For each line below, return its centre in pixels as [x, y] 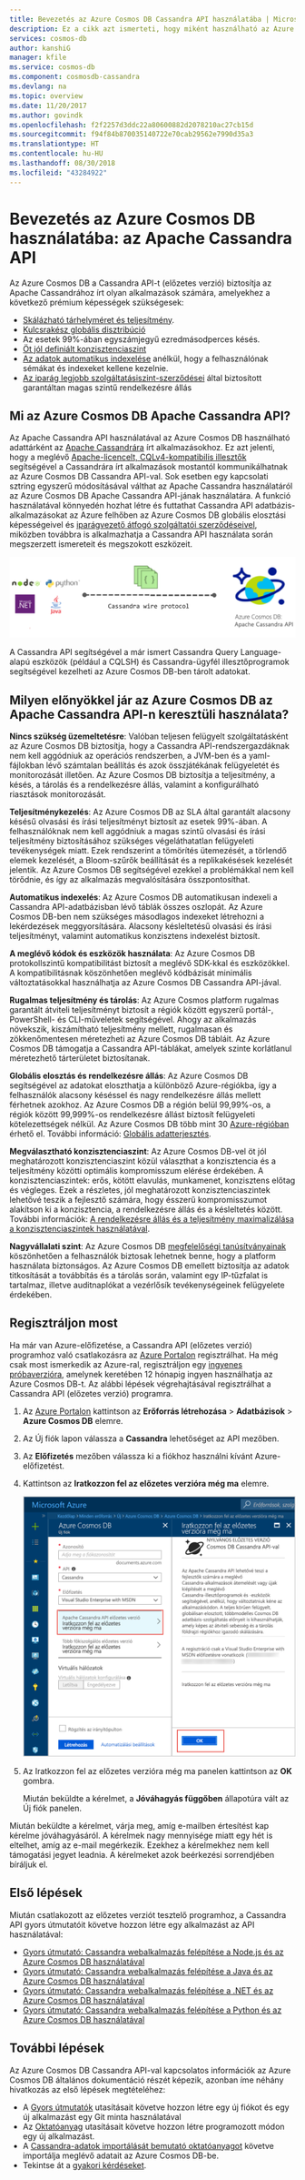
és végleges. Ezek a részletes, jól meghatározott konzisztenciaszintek [140, 1190]
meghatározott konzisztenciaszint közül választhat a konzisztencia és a [143, 1161]
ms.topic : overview [46, 96]
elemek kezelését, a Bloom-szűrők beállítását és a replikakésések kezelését [151, 860]
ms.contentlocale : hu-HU [56, 154]
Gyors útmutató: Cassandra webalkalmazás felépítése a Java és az [148, 1971]
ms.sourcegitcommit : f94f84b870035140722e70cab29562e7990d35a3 [132, 135]
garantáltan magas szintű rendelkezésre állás [107, 388]
